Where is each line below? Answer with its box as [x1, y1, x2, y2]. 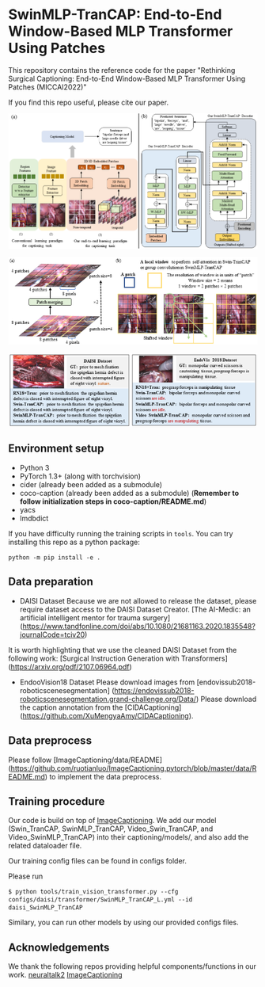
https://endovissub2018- [114, 685, 195, 695]
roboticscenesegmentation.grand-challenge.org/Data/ [19, 694, 196, 703]
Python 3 [19, 463, 50, 472]
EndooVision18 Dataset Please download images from [19, 677, 195, 687]
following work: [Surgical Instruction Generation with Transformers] [8, 654, 228, 663]
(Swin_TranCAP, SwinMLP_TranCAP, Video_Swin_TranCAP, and [8, 824, 214, 833]
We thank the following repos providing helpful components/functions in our [8, 962, 257, 971]
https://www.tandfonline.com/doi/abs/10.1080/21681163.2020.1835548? [22, 621, 256, 631]
